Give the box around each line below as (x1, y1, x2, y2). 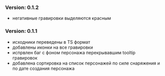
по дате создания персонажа (12, 65, 75, 71)
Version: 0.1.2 (5, 4, 39, 11)
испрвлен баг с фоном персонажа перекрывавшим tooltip (12, 49, 136, 56)
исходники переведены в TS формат (12, 39, 91, 45)
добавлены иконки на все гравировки (12, 44, 93, 50)
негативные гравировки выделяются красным (12, 15, 111, 21)
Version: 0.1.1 (5, 28, 38, 35)
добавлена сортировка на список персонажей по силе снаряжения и (12, 60, 160, 66)
